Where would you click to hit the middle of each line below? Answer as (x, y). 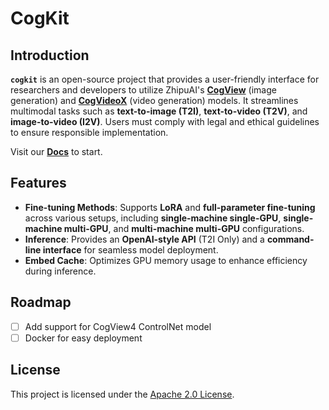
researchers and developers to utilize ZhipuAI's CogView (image (143, 90)
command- (290, 239)
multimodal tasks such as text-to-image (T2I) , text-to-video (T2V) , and (159, 111)
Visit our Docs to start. (56, 151)
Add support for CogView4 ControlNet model (118, 326)
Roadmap (41, 302)
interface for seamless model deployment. (130, 249)
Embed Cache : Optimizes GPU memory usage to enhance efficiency (166, 260)
